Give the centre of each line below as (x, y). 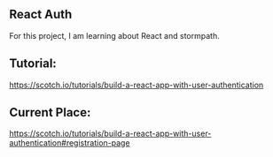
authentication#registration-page (70, 143)
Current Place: (50, 112)
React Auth (41, 15)
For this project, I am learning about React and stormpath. (114, 35)
